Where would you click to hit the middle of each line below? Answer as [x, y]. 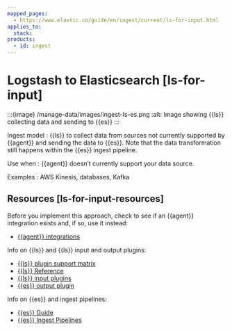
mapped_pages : [28, 14]
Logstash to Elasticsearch [83, 80]
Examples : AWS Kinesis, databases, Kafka [68, 177]
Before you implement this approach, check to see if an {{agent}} [101, 216]
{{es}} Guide [35, 312]
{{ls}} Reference [40, 271]
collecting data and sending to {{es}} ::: [64, 122]
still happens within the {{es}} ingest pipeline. [72, 150]
